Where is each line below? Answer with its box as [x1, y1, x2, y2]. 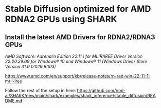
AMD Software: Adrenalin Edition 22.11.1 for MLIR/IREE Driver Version [5, 53, 143, 59]
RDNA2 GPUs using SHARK [5, 14, 118, 25]
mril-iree [5, 78, 22, 84]
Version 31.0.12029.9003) [5, 64, 56, 69]
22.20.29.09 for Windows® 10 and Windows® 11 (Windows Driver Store [5, 59, 147, 64]
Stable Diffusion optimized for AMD [5, 3, 151, 15]
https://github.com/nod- [77, 88, 125, 93]
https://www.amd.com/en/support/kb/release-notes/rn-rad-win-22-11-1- [5, 73, 151, 78]
